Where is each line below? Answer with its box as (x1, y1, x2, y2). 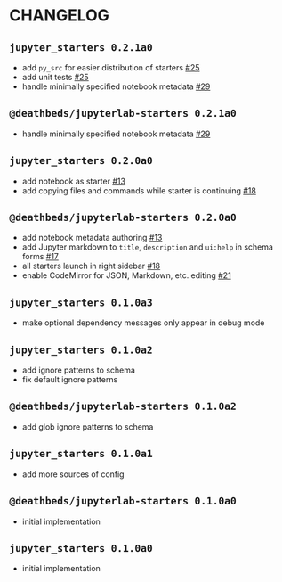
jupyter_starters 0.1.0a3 (9, 296, 153, 308)
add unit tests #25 (21, 72, 89, 82)
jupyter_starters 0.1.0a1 (9, 447, 153, 460)
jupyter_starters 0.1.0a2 (9, 343, 153, 357)
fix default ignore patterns (21, 374, 118, 385)
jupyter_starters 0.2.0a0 (9, 154, 153, 168)
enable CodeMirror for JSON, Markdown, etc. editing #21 (21, 270, 231, 281)
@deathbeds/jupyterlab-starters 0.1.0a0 (9, 495, 238, 508)
